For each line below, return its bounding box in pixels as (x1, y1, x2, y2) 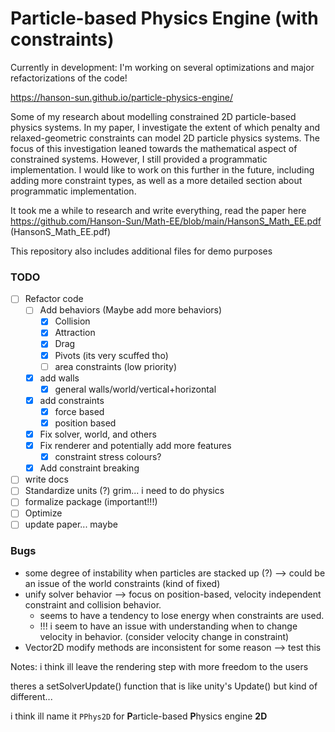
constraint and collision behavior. (24, 598, 162, 611)
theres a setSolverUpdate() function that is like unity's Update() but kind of (10, 680, 318, 692)
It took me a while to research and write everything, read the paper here (10, 204, 307, 216)
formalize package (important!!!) (24, 496, 158, 508)
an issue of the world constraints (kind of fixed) (24, 577, 221, 589)
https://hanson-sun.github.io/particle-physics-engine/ (10, 91, 233, 103)
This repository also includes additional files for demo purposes (10, 245, 273, 257)
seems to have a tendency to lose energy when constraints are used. (39, 609, 325, 621)
